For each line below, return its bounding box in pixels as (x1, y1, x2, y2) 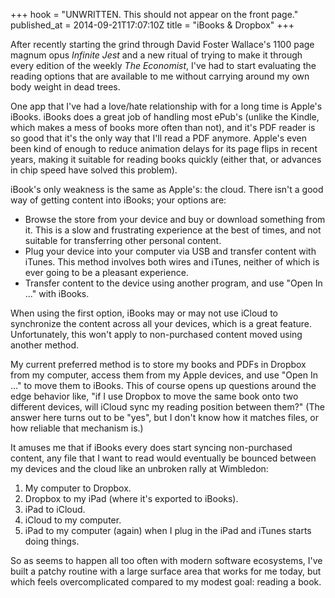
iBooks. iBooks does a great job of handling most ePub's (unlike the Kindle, (10, 111, 320, 123)
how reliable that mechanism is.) (10, 422, 144, 434)
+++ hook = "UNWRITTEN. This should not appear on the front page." (10, 9, 299, 20)
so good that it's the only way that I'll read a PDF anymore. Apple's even (10, 132, 308, 144)
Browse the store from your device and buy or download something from (24, 214, 326, 225)
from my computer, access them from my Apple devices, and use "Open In (10, 369, 318, 381)
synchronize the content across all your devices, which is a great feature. (10, 318, 313, 329)
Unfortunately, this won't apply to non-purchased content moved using (10, 329, 303, 340)
